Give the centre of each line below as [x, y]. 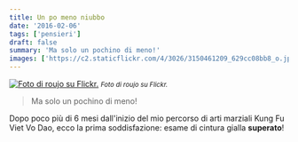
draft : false [33, 42]
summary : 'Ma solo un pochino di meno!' [85, 51]
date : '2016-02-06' [45, 26]
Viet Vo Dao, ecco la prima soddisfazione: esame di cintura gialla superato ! [147, 128]
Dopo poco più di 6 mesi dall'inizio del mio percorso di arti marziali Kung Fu [147, 118]
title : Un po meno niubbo [57, 17]
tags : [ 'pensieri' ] [45, 34]
